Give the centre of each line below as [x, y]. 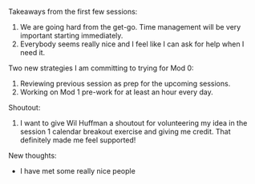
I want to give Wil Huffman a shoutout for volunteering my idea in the [134, 123]
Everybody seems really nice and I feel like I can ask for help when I [132, 44]
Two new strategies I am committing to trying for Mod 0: [101, 68]
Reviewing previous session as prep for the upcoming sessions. [125, 84]
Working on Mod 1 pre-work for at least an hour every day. [117, 92]
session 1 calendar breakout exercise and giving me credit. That [125, 132]
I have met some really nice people [78, 171]
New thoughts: [33, 156]
